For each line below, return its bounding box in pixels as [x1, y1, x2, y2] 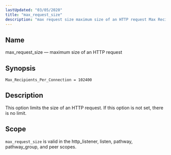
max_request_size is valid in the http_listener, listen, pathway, [5, 138, 133, 144]
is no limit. [5, 110, 27, 116]
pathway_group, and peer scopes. [5, 143, 77, 150]
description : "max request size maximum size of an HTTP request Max [5, 17, 156, 22]
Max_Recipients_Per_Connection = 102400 [5, 77, 93, 82]
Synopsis [5, 64, 36, 73]
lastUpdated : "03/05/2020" [5, 7, 63, 13]
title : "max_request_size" [5, 12, 63, 17]
